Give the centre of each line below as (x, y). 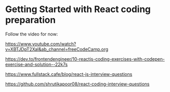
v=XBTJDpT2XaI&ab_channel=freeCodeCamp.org (57, 49)
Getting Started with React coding (78, 9)
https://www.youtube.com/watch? (41, 43)
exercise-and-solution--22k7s (36, 64)
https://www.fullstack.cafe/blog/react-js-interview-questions (69, 74)
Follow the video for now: (32, 34)
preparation (30, 20)
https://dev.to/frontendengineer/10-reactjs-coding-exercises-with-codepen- (85, 59)
